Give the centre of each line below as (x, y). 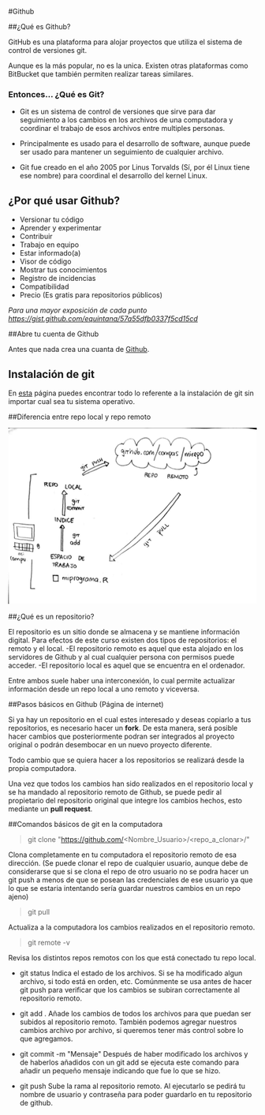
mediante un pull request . (50, 809)
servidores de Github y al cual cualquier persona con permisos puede (121, 657)
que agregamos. (46, 1039)
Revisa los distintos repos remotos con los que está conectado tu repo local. (132, 958)
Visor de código (45, 262)
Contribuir (36, 237)
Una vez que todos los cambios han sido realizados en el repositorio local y (131, 784)
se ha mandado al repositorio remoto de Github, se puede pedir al (115, 792)
